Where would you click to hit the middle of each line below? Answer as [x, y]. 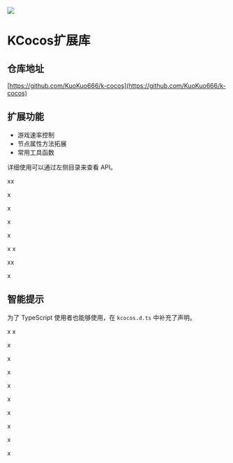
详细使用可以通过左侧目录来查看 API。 [62, 167]
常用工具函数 [36, 152]
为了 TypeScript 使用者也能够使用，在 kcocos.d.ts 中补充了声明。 [102, 317]
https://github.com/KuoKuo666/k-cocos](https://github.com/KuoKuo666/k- [118, 86]
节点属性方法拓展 [42, 144]
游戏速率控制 [36, 135]
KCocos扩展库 [49, 41]
